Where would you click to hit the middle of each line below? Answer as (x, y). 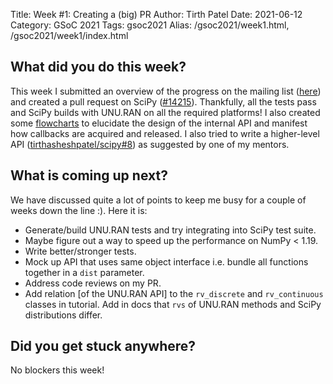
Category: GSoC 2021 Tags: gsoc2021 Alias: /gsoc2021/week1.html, (150, 25)
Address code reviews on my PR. (93, 283)
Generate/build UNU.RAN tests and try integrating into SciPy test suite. (170, 230)
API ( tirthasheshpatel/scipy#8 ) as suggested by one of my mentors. (150, 144)
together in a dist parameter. (84, 272)
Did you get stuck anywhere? (103, 346)
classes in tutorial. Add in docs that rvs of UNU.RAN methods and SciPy (173, 304)
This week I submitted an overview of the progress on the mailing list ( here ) (166, 91)
